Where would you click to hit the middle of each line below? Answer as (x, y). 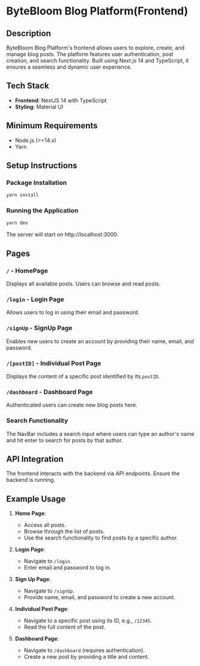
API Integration (35, 459)
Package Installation (37, 182)
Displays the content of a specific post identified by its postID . (83, 376)
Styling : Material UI (39, 107)
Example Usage (36, 499)
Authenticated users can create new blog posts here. (72, 405)
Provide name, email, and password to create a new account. (99, 597)
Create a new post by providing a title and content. (86, 657)
